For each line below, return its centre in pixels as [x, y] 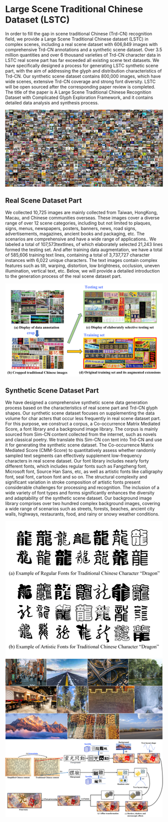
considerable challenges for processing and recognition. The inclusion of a [82, 487]
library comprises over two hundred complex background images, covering [83, 503]
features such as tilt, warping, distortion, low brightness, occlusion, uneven [82, 265]
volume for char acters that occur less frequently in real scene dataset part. [83, 418]
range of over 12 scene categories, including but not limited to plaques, [78, 223]
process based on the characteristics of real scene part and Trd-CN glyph [81, 408]
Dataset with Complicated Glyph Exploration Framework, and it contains [79, 97]
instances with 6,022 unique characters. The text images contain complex [81, 260]
